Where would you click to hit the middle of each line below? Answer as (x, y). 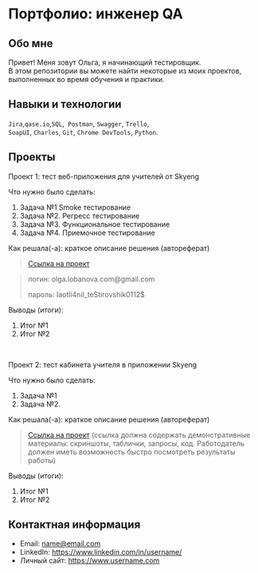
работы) (42, 460)
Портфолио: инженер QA (96, 14)
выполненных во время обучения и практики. (86, 79)
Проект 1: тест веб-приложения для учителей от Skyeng (104, 176)
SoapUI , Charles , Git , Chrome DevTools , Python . (83, 131)
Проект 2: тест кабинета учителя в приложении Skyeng (103, 364)
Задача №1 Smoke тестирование (75, 207)
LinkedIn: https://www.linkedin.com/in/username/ (101, 552)
